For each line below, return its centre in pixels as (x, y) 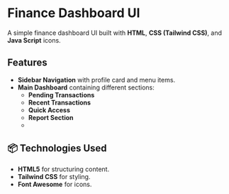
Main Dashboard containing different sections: (86, 87)
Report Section (51, 117)
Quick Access (49, 110)
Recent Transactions (59, 102)
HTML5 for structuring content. (63, 169)
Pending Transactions (61, 95)
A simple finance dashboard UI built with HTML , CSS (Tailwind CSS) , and (114, 33)
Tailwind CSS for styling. (54, 176)
